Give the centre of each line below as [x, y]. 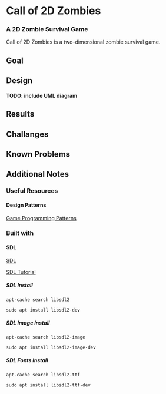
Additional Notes [38, 174]
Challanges [27, 134]
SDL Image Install [28, 323]
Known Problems [38, 154]
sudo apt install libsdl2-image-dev [51, 347]
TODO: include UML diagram [42, 95]
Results [20, 114]
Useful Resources [32, 191]
